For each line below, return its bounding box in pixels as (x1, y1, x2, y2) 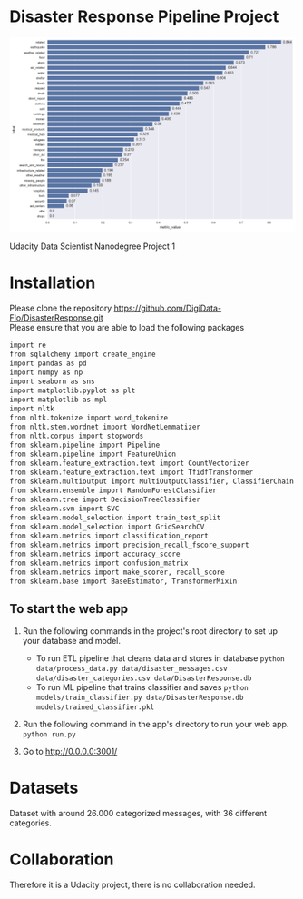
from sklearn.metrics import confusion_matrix (9, 558, 189, 568)
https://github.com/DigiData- (113, 302, 222, 313)
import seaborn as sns (9, 377, 95, 386)
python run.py (22, 729, 76, 739)
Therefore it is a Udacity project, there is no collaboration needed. (9, 879, 256, 890)
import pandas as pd (9, 359, 88, 368)
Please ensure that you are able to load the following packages (9, 321, 245, 332)
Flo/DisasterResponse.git (9, 311, 104, 323)
